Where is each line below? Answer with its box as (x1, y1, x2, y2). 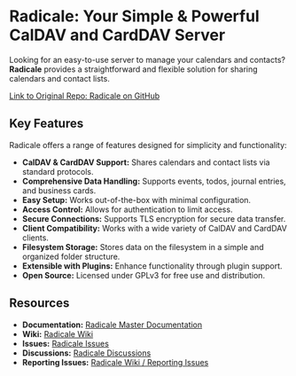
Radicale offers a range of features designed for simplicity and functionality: (9, 139, 287, 150)
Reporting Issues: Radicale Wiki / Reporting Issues (21, 356, 209, 367)
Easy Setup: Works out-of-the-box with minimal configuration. (21, 194, 251, 205)
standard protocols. (21, 166, 94, 176)
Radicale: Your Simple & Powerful (9, 6, 260, 27)
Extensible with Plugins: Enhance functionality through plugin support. (21, 260, 283, 271)
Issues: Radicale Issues (21, 338, 109, 349)
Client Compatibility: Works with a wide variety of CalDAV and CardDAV (21, 223, 288, 233)
